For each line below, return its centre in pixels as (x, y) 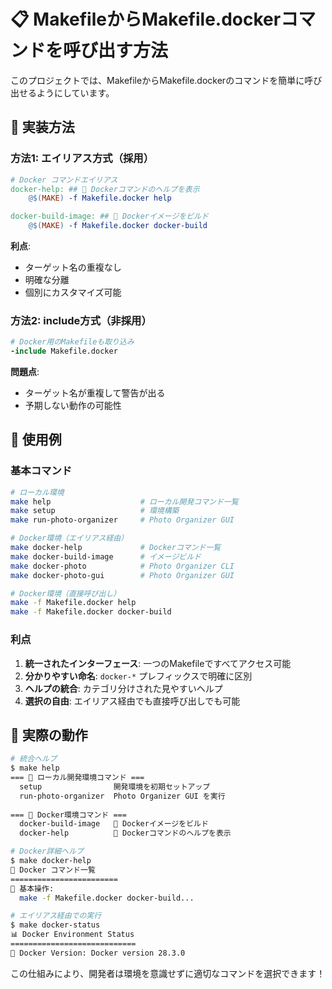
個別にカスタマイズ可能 (73, 292)
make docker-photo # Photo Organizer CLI (122, 566)
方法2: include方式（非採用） (81, 320)
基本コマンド (41, 471)
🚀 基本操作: (32, 888)
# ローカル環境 (37, 492)
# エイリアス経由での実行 (56, 916)
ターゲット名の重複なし (73, 267)
